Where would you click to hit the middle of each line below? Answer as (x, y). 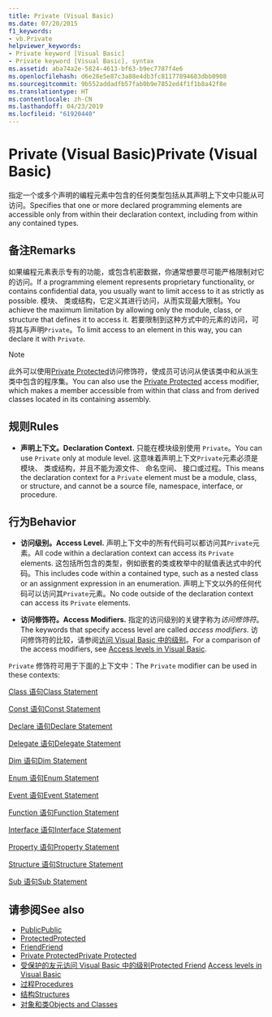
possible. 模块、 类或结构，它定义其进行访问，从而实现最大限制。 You (125, 301)
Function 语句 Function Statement (64, 812)
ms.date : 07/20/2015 (43, 24)
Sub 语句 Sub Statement (48, 881)
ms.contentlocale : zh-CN (50, 99)
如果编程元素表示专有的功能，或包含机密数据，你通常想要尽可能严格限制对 (133, 271)
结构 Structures (45, 994)
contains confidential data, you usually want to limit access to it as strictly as (136, 291)
